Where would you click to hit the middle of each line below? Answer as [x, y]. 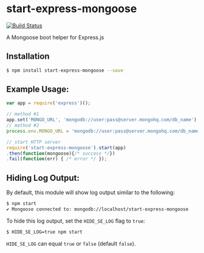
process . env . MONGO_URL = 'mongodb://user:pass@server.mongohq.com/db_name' [104, 131]
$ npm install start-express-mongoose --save [65, 70]
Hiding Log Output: [43, 178]
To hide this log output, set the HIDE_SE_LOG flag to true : [76, 221]
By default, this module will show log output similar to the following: [90, 192]
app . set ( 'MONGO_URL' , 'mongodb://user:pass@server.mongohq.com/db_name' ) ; [103, 120]
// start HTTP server [34, 142]
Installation [28, 56]
